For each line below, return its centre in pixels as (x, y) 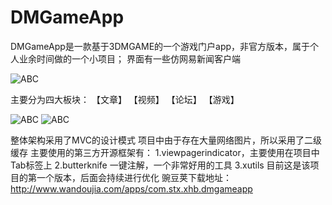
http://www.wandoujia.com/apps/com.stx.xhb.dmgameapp (131, 188)
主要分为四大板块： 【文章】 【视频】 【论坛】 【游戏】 (125, 99)
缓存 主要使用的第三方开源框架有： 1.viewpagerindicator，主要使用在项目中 (165, 152)
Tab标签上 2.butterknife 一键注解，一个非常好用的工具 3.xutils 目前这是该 (160, 165)
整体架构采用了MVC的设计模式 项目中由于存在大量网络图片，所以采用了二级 (166, 140)
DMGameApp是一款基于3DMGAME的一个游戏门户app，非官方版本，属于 (160, 46)
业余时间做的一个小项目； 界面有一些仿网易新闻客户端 (129, 58)
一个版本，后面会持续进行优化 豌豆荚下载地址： (134, 177)
